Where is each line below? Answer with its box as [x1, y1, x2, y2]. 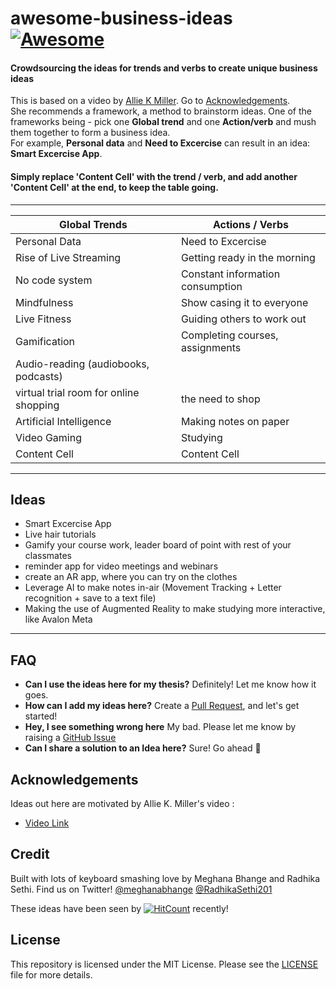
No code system [15, 273, 93, 287]
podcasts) [15, 369, 63, 383]
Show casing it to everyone [180, 295, 309, 309]
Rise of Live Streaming [15, 250, 122, 264]
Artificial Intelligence [15, 414, 112, 428]
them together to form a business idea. [10, 127, 171, 139]
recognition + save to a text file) [24, 592, 157, 604]
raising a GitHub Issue [24, 732, 117, 744]
